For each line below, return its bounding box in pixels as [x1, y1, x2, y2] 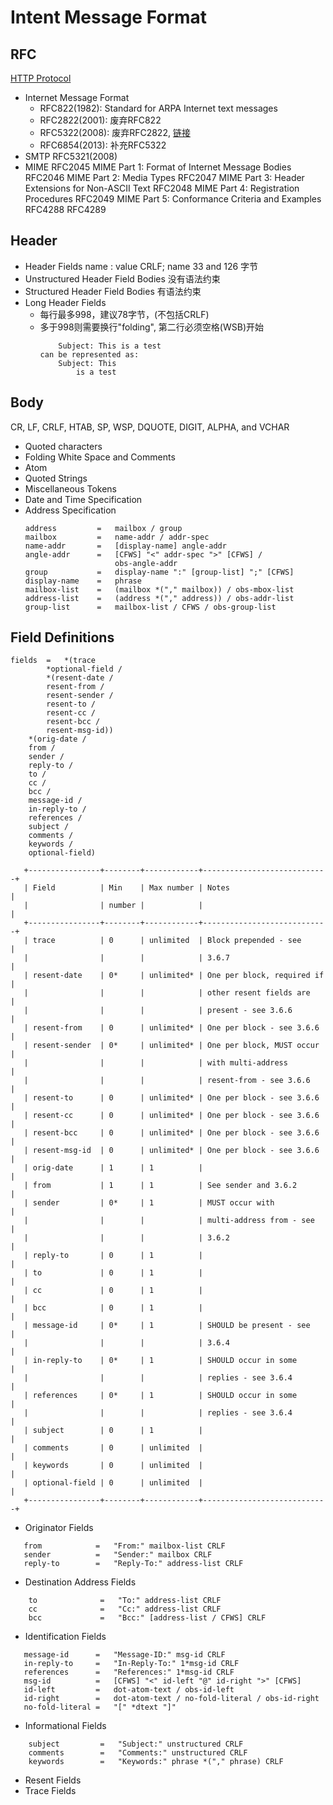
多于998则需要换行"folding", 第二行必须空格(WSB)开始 [39, 321, 265, 333]
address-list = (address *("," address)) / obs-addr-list [24, 593, 295, 603]
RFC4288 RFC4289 [24, 204, 107, 215]
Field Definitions [10, 629, 115, 646]
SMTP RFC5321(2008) [24, 151, 118, 162]
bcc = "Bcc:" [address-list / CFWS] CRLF [28, 1613, 267, 1623]
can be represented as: [39, 349, 140, 360]
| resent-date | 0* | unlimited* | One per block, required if [23, 971, 325, 981]
